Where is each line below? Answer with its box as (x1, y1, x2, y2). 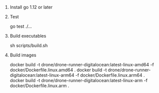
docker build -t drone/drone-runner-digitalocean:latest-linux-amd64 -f (9, 62, 155, 67)
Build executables (9, 33, 47, 39)
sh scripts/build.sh (9, 43, 48, 48)
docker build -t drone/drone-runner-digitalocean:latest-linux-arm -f (9, 78, 148, 83)
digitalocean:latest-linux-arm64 (9, 72, 74, 78)
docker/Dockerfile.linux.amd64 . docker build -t (9, 67, 107, 73)
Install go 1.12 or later (9, 4, 53, 10)
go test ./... (9, 23, 32, 29)
